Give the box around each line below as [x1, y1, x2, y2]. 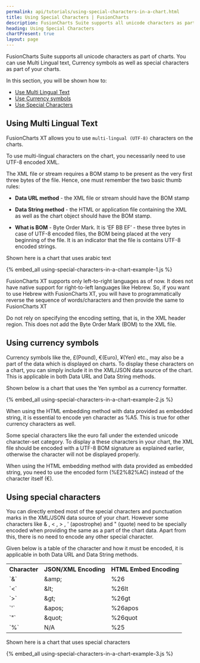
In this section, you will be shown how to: [6, 77, 107, 84]
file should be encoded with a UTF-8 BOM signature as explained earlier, [6, 444, 185, 451]
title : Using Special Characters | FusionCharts [6, 14, 129, 20]
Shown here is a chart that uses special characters [6, 639, 130, 646]
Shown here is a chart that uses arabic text [6, 254, 111, 261]
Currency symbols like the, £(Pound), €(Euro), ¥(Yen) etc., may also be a [6, 354, 184, 361]
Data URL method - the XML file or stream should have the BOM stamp [14, 194, 190, 202]
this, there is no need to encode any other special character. [6, 533, 154, 540]
